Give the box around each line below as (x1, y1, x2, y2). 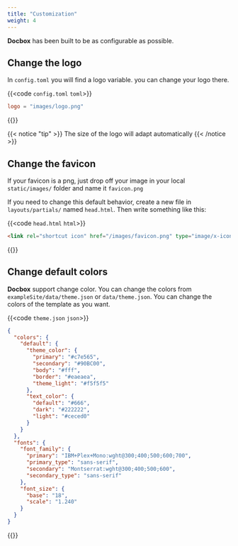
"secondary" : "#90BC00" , (33, 360, 106, 368)
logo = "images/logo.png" (7, 103, 84, 110)
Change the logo (7, 57, 82, 69)
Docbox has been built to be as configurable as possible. (7, 36, 174, 45)
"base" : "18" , (25, 491, 69, 499)
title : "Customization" (7, 10, 78, 18)
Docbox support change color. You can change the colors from (7, 285, 192, 293)
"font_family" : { (20, 445, 72, 453)
